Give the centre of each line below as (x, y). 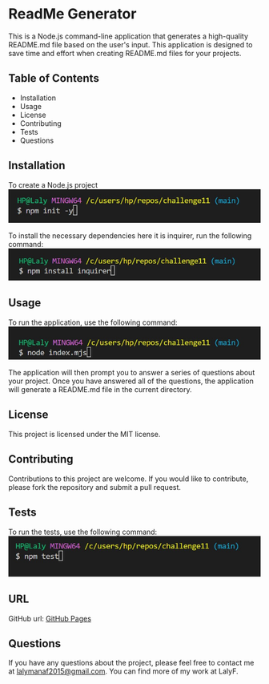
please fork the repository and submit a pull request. (95, 487)
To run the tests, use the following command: (83, 532)
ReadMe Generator (72, 14)
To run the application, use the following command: (93, 322)
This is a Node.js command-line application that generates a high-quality (128, 36)
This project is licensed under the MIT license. (84, 434)
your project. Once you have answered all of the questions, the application (131, 381)
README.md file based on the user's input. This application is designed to (130, 44)
